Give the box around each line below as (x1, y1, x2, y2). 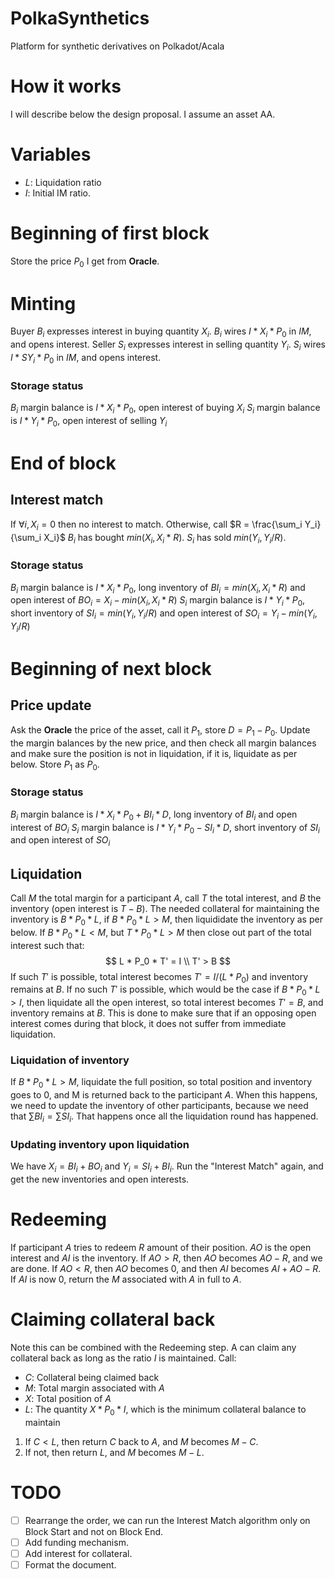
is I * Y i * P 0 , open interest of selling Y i (10, 414, 168, 429)
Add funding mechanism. (24, 1536, 129, 1548)
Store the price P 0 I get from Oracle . (10, 255, 160, 269)
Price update (10, 697, 92, 714)
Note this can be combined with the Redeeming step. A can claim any (10, 1341, 297, 1353)
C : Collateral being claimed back (24, 1371, 160, 1383)
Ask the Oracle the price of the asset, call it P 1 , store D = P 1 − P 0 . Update (10, 723, 311, 738)
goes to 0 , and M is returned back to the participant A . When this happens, (10, 1089, 318, 1101)
